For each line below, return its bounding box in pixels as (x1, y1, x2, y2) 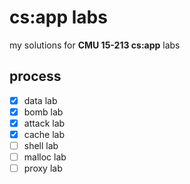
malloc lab (23, 151, 67, 163)
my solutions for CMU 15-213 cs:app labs (9, 39, 181, 51)
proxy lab (23, 162, 63, 175)
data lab (23, 94, 58, 106)
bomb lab (23, 106, 64, 118)
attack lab (23, 117, 66, 129)
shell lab (23, 140, 59, 151)
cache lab (23, 128, 65, 140)
